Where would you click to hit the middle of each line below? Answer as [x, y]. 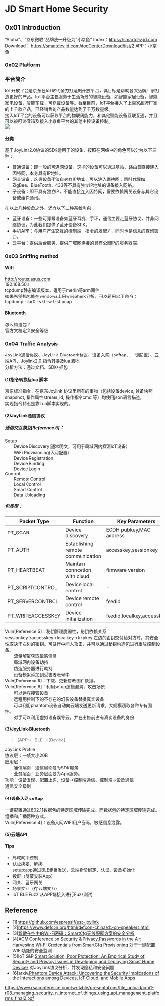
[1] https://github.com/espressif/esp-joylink [55, 922]
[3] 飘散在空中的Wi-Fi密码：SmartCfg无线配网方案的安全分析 [73, 933]
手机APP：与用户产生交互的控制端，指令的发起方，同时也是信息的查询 [83, 231]
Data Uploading [30, 495]
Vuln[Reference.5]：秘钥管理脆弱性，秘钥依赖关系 [56, 631]
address [115, 535]
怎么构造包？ [18, 324]
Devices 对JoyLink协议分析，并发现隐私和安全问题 [63, 967]
